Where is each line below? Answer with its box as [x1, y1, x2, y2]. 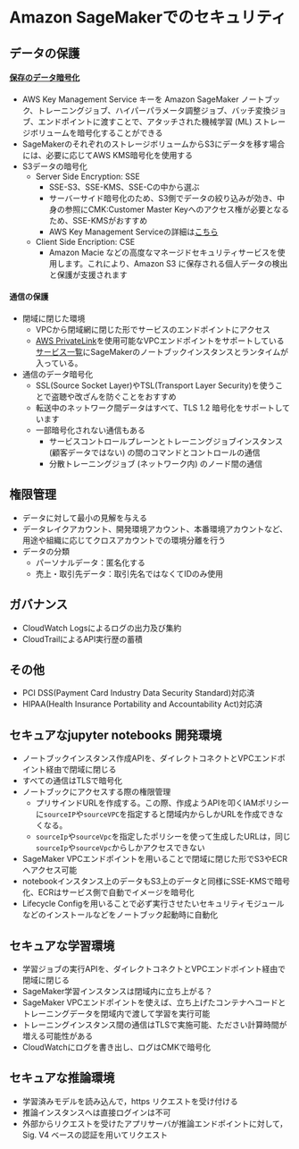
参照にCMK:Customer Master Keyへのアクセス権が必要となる [64, 204, 290, 215]
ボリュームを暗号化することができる [29, 127, 163, 138]
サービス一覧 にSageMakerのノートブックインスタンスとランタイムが [35, 346, 288, 357]
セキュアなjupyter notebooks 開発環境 [9, 727, 222, 742]
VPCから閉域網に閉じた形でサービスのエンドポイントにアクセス [35, 324, 270, 334]
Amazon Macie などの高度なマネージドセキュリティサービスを [48, 247, 278, 258]
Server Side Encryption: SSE [35, 171, 140, 182]
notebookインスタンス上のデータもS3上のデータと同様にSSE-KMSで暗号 [21, 876, 291, 887]
